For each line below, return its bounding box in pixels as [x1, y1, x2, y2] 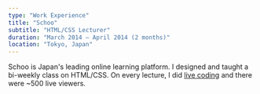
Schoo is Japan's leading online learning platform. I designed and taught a [8, 62, 249, 71]
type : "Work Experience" [8, 11, 90, 20]
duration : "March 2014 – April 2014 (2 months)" [8, 33, 170, 42]
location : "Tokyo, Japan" [8, 41, 93, 49]
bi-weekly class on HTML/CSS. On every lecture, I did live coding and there [8, 70, 253, 80]
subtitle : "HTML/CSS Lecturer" [8, 26, 111, 34]
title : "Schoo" [8, 19, 58, 27]
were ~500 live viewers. [8, 79, 86, 89]
